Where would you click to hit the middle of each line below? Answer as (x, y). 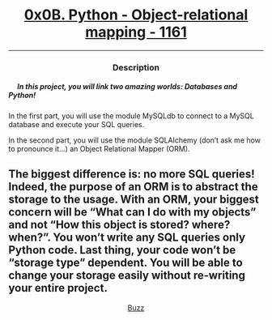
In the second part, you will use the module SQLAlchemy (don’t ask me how (135, 140)
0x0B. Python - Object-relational (136, 15)
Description (136, 67)
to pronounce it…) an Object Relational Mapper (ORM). (99, 148)
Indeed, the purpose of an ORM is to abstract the (133, 187)
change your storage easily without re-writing (127, 276)
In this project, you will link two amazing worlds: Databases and (127, 87)
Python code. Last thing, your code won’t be (122, 250)
